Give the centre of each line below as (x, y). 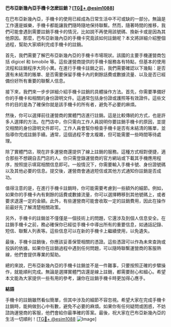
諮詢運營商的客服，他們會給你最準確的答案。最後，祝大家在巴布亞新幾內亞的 (85, 313)
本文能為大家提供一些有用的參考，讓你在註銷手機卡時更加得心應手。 (77, 278)
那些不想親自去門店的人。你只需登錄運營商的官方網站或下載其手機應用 (83, 158)
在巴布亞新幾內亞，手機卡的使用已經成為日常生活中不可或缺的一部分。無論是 (85, 19)
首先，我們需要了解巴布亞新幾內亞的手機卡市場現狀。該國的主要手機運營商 (83, 55)
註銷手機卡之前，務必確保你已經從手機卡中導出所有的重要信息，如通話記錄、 (85, 225)
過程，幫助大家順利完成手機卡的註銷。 (45, 44)
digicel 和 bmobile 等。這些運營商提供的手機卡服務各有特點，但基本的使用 (88, 62)
